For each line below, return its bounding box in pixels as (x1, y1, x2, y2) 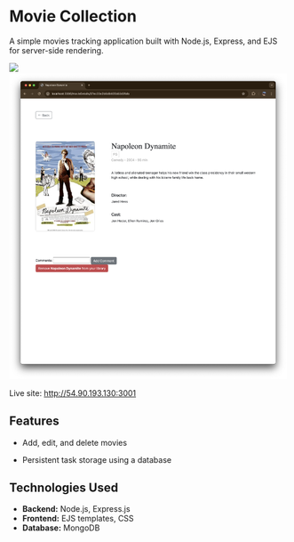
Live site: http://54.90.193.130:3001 (9, 387, 137, 398)
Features (9, 414, 60, 429)
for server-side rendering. (9, 44, 104, 55)
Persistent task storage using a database (21, 454, 171, 465)
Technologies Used (9, 480, 118, 495)
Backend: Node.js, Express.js (21, 504, 131, 514)
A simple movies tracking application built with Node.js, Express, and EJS (9, 36, 278, 46)
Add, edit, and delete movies (21, 437, 127, 448)
